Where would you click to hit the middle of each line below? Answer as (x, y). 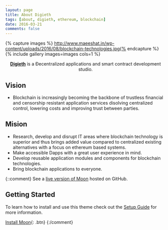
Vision (16, 85)
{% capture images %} (29, 43)
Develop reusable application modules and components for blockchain (87, 158)
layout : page (19, 10)
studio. (86, 70)
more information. (24, 212)
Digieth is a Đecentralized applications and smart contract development (86, 64)
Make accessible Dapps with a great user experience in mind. (77, 152)
